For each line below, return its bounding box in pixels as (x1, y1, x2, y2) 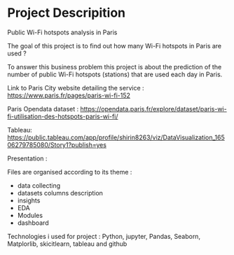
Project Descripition (7, 5, 126, 21)
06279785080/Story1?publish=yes (7, 140, 107, 149)
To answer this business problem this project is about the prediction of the (7, 62, 222, 71)
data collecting (17, 181, 61, 190)
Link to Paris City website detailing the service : (7, 83, 145, 92)
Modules (17, 211, 43, 219)
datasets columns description (17, 188, 104, 197)
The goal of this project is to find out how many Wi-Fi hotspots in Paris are (7, 41, 222, 50)
